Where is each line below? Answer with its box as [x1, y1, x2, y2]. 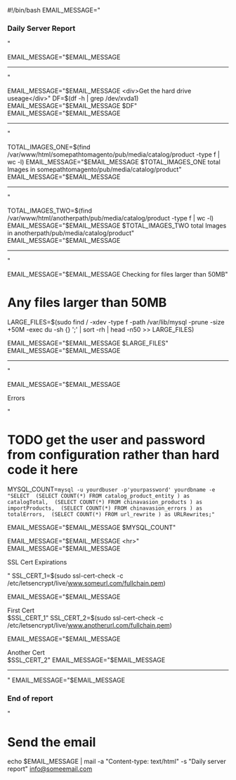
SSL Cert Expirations [7, 558, 67, 567]
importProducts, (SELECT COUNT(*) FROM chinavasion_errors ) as [7, 505, 202, 512]
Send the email [7, 734, 96, 750]
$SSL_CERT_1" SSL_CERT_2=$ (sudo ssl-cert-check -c [7, 614, 164, 622]
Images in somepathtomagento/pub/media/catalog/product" [7, 165, 182, 174]
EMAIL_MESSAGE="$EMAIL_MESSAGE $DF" [7, 102, 138, 110]
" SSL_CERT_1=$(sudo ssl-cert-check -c [7, 571, 124, 580]
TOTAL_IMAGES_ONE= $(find [7, 143, 91, 152]
